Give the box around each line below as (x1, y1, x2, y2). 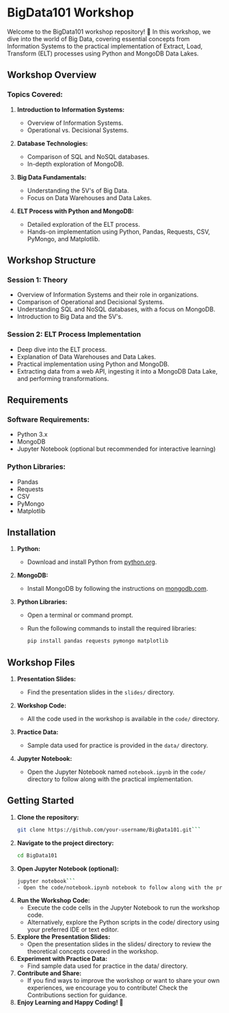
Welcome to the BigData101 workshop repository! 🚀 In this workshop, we (7, 27, 211, 36)
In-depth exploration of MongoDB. (27, 160, 124, 168)
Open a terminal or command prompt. (27, 611, 133, 620)
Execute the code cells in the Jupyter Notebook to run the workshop (27, 903, 220, 912)
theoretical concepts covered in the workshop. (27, 947, 159, 955)
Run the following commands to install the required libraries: (27, 624, 197, 633)
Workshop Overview (7, 69, 97, 81)
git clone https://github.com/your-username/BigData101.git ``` (16, 826, 202, 833)
